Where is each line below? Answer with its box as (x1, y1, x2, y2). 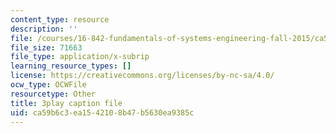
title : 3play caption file (10, 98, 123, 108)
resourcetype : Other (10, 89, 97, 99)
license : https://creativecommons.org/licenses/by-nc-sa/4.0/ (10, 71, 275, 81)
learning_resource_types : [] (10, 61, 132, 71)
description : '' (10, 24, 78, 34)
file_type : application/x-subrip (10, 52, 150, 62)
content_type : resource (10, 14, 110, 25)
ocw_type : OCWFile (10, 80, 87, 90)
